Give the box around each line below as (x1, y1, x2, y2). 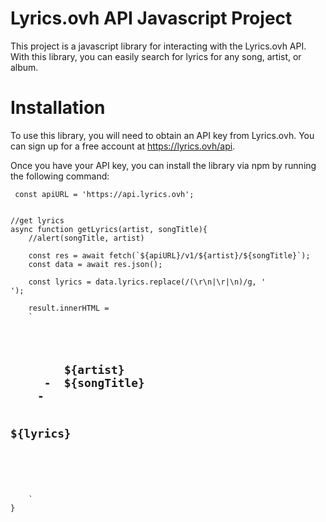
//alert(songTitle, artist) (28, 233, 145, 243)
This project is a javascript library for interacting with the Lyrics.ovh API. (10, 40, 307, 52)
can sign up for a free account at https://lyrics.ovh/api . (10, 140, 236, 152)
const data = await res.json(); (28, 259, 163, 269)
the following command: (10, 170, 110, 182)
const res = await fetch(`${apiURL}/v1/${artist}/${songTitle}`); (28, 250, 311, 261)
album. (10, 61, 39, 73)
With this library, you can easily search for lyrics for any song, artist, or (10, 50, 302, 62)
